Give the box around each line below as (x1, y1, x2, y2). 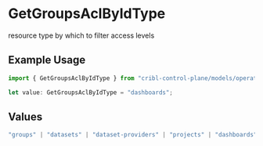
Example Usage (8, 53, 86, 67)
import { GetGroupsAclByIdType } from (8, 74, 135, 82)
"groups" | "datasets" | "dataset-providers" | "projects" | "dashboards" (8, 131, 258, 139)
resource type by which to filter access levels (8, 31, 155, 40)
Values (8, 110, 43, 123)
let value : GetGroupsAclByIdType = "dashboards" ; (8, 88, 174, 97)
